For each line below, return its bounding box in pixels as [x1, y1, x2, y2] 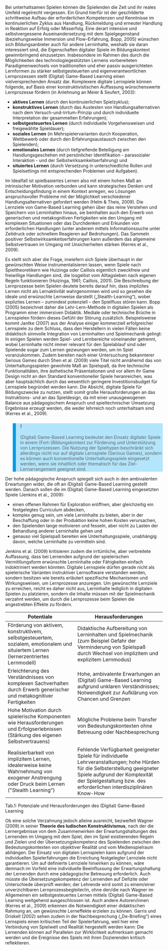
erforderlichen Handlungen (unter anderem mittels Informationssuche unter [5, 225, 161, 231]
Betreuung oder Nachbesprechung [77, 728, 159, 735]
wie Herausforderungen [7, 719, 64, 726]
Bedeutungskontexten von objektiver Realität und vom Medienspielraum [5, 844, 153, 850]
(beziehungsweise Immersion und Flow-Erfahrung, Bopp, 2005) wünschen [5, 36, 159, 42]
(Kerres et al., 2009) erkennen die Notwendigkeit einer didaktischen [5, 902, 145, 909]
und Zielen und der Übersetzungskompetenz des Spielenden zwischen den [5, 839, 160, 845]
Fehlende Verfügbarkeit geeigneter [77, 746, 160, 753]
